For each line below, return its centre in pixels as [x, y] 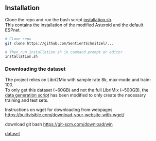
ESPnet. [13, 30]
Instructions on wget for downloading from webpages [59, 110]
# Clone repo [18, 39]
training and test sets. [27, 100]
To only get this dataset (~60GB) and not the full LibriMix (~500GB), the [77, 90]
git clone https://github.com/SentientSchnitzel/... [60, 43]
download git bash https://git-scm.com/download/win [59, 124]
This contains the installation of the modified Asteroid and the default [74, 25]
